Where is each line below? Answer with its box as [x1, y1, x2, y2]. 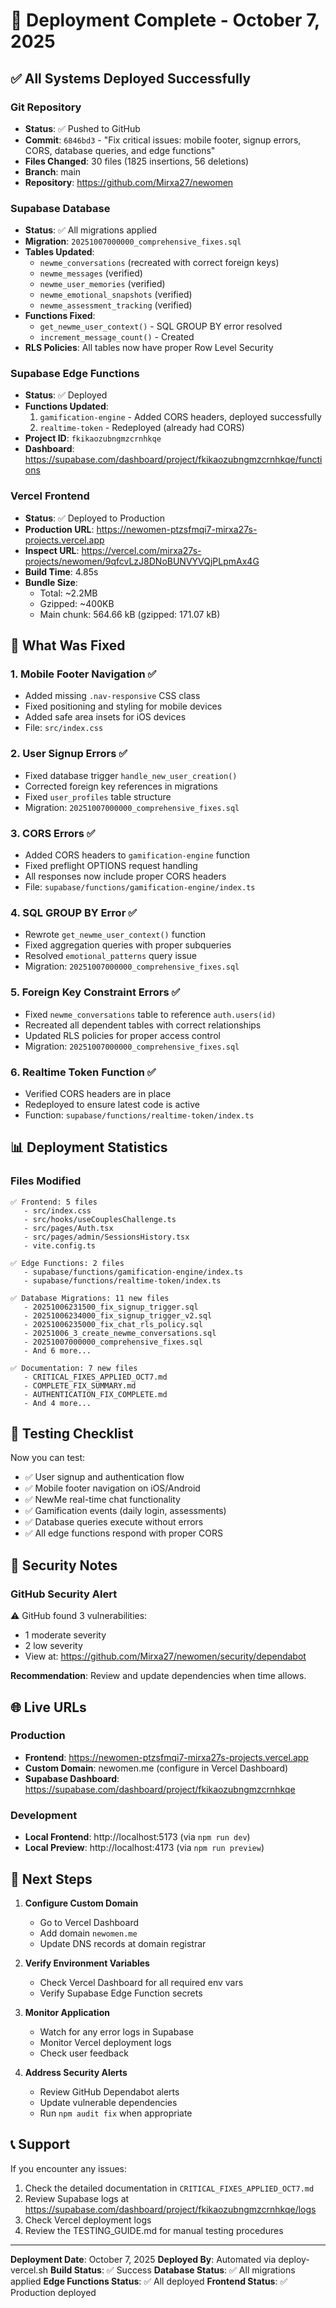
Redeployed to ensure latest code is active [24, 1098, 200, 1110]
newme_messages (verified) [39, 267, 143, 279]
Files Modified [10, 1174, 82, 1188]
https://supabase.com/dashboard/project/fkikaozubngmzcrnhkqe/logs [24, 2203, 317, 2215]
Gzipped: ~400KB [39, 597, 115, 609]
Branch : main [24, 165, 82, 178]
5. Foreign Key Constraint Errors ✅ [10, 985, 181, 999]
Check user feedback [39, 2047, 129, 2059]
